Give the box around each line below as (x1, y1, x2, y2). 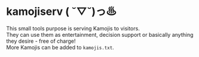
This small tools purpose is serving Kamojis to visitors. (6, 24, 140, 32)
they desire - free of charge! (6, 37, 76, 45)
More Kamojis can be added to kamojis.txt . (6, 43, 115, 50)
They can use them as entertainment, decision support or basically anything (6, 31, 194, 38)
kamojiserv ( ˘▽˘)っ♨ (6, 5, 117, 18)
